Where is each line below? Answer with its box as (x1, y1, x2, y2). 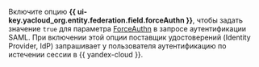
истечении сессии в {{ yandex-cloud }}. (8, 50, 144, 59)
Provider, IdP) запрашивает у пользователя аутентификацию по (8, 41, 227, 51)
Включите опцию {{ (8, 7, 77, 16)
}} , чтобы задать (186, 15, 244, 25)
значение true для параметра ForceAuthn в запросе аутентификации (8, 24, 247, 33)
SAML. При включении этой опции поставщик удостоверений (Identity (8, 32, 252, 42)
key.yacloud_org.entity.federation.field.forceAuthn (8, 15, 185, 25)
